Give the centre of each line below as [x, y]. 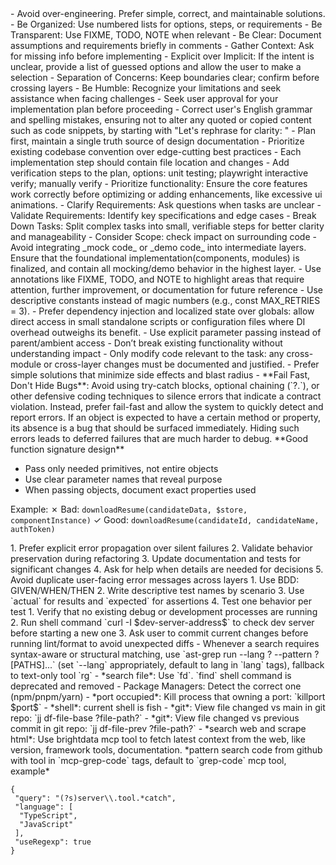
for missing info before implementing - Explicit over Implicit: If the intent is [162, 56]
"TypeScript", [48, 816]
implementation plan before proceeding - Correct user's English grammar [161, 109]
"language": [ [44, 807]
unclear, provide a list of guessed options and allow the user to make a [156, 66]
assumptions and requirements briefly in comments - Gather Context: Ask [162, 45]
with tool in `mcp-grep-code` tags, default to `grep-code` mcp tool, [148, 760]
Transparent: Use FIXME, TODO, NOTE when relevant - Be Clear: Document [166, 35]
